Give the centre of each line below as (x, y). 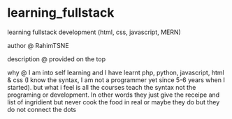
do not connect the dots (42, 109)
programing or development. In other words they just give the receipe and (114, 95)
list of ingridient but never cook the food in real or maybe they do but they (114, 102)
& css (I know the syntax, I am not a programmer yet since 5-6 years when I (116, 80)
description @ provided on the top (57, 59)
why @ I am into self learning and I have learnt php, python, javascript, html (116, 72)
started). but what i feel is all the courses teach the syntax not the (102, 87)
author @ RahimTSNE (38, 45)
